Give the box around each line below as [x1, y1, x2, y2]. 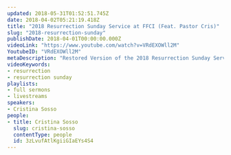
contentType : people [13, 131, 72, 138]
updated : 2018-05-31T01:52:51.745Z [7, 10, 109, 17]
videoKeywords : [7, 61, 51, 68]
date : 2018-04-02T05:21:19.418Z [7, 16, 100, 23]
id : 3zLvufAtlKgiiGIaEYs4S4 [13, 138, 94, 145]
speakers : [7, 99, 36, 106]
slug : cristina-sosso [13, 125, 76, 132]
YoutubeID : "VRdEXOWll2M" [7, 49, 81, 56]
